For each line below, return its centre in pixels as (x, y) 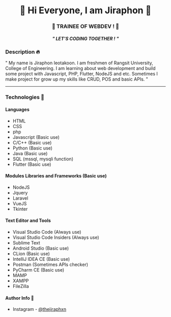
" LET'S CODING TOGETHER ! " (85, 38)
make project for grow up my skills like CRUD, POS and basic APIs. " (77, 79)
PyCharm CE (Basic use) (38, 270)
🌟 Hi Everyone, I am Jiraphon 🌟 (85, 10)
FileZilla (21, 286)
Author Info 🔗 (20, 298)
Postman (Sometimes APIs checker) (50, 264)
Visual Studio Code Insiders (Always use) (56, 237)
